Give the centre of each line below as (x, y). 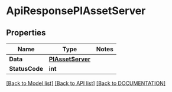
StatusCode (26, 69)
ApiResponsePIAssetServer (76, 11)
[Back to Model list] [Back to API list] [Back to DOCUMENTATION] (86, 83)
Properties (26, 33)
